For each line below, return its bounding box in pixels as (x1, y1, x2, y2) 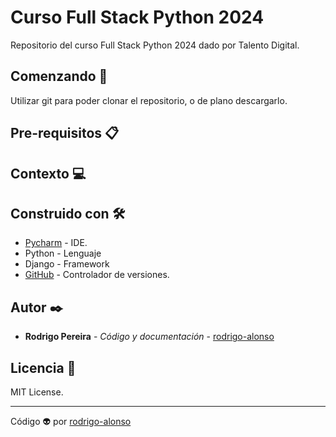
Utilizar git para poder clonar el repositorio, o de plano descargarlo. (10, 94, 288, 106)
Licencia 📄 (10, 359, 77, 376)
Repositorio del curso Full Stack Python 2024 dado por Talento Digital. (10, 39, 300, 51)
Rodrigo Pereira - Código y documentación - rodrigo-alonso (24, 331, 275, 343)
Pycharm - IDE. (24, 237, 88, 249)
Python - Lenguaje (24, 247, 102, 260)
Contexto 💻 (10, 165, 87, 182)
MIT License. (10, 386, 64, 398)
